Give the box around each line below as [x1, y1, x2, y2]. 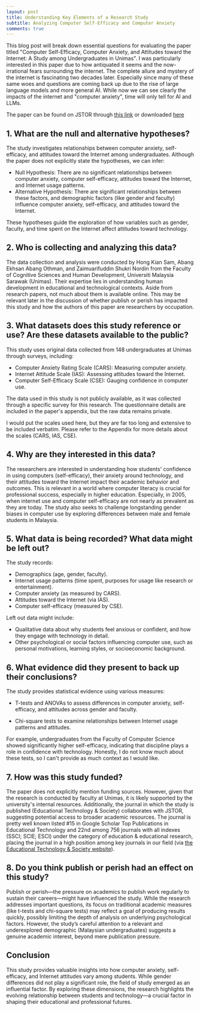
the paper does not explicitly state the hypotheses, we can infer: [6, 157, 165, 165]
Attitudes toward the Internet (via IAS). [14, 596, 110, 604]
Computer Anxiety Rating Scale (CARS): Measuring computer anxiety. [14, 364, 187, 371]
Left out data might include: [6, 614, 74, 622]
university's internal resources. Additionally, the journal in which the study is [6, 800, 195, 808]
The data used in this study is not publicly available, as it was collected [6, 395, 181, 402]
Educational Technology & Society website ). [6, 845, 115, 852]
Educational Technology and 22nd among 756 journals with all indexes [6, 826, 181, 833]
